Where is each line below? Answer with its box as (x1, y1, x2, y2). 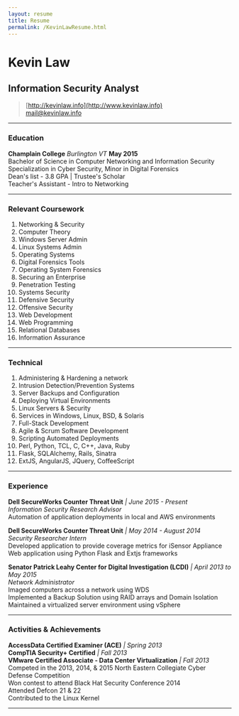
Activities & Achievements (8, 624, 101, 634)
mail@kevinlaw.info (25, 109, 82, 117)
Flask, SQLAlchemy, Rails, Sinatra (18, 449, 116, 458)
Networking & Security (18, 219, 85, 228)
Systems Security (18, 288, 70, 296)
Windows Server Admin (18, 235, 88, 244)
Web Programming (18, 318, 74, 327)
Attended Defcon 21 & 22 (8, 686, 81, 695)
